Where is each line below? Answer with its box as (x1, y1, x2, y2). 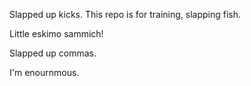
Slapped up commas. (9, 47, 97, 59)
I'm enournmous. (9, 67, 80, 78)
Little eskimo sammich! (9, 28, 104, 39)
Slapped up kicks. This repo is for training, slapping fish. (9, 9, 242, 20)
